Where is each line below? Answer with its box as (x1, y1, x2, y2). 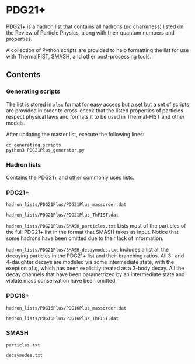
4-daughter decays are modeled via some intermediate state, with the (6, 259, 174, 266)
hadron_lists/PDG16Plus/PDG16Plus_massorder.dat (6, 305, 127, 311)
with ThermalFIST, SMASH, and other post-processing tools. (6, 53, 152, 60)
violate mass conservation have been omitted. (6, 277, 117, 284)
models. (6, 119, 26, 126)
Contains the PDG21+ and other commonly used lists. (6, 174, 134, 181)
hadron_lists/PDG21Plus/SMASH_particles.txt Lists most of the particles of (6, 222, 186, 229)
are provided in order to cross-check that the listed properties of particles (6, 107, 184, 114)
